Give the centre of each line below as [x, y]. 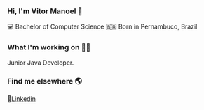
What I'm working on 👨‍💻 [49, 47]
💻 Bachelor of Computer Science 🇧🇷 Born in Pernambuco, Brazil [102, 26]
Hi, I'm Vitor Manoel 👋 [45, 11]
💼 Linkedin [22, 99]
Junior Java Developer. [41, 63]
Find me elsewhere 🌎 [45, 81]
